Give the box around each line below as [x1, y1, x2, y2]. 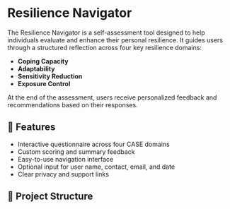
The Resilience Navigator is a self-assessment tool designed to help [7, 28, 205, 37]
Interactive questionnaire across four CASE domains [17, 140, 170, 148]
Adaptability [17, 64, 55, 73]
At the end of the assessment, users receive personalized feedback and [7, 93, 217, 102]
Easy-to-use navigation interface [17, 155, 114, 163]
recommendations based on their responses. [7, 100, 138, 109]
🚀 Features [7, 121, 56, 133]
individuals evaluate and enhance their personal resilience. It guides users [7, 35, 224, 44]
